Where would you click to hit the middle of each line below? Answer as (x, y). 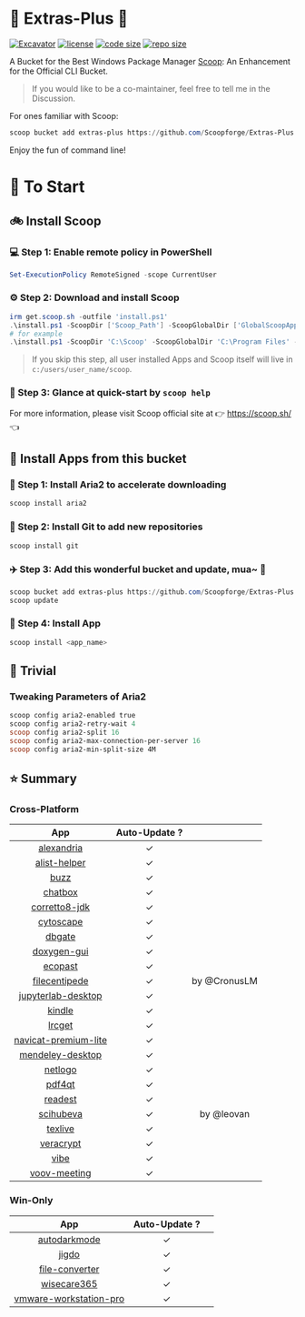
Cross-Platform (44, 809)
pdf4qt (60, 1084)
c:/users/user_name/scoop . (82, 369)
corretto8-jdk (61, 907)
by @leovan (225, 1114)
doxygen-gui (60, 951)
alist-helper (60, 863)
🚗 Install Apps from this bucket (98, 459)
